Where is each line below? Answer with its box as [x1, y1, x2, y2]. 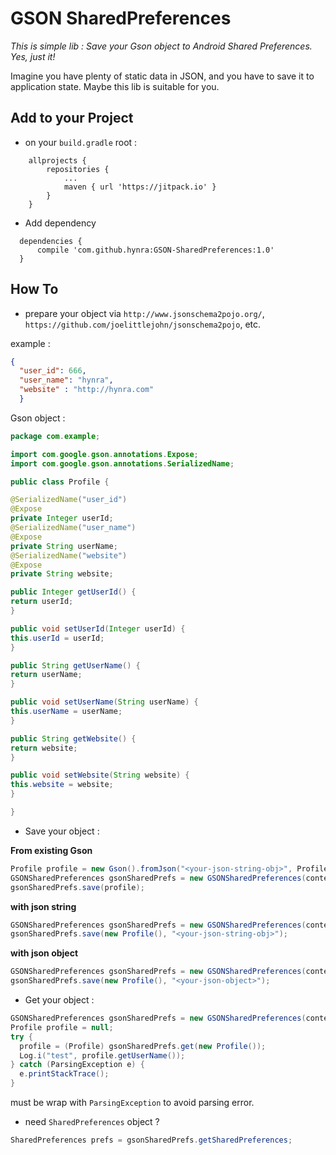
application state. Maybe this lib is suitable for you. [10, 80, 220, 92]
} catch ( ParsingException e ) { [10, 1060, 145, 1070]
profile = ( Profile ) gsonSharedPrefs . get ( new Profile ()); [19, 1041, 267, 1051]
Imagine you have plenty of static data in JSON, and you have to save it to [10, 70, 315, 82]
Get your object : [24, 994, 95, 1006]
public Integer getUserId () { [10, 587, 137, 597]
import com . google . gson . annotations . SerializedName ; [10, 458, 235, 469]
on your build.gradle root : [24, 136, 138, 148]
